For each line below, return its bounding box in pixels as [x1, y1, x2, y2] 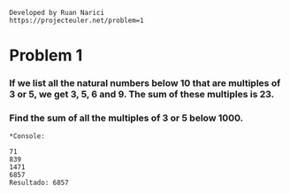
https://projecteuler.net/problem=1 [9, 16, 144, 25]
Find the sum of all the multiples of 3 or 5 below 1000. [9, 112, 244, 124]
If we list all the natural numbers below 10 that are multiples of [9, 77, 281, 89]
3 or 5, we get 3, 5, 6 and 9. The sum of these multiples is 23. [9, 89, 275, 101]
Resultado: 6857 [9, 178, 69, 188]
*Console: [9, 132, 46, 141]
